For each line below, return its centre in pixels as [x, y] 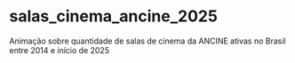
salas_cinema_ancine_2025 [113, 16]
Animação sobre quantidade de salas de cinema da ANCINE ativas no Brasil [147, 41]
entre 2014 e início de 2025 [59, 50]
